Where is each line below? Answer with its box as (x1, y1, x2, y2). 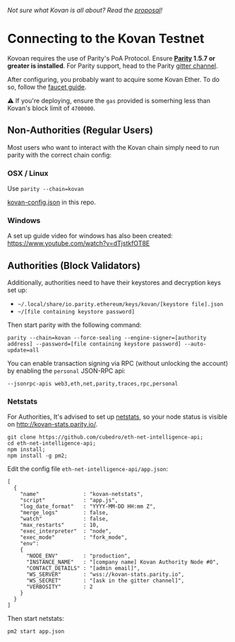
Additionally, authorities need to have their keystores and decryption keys (7, 278, 221, 287)
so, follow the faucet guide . (7, 83, 87, 91)
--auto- (183, 340, 207, 348)
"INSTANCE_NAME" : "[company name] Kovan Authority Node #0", (25, 559, 219, 566)
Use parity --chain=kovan (7, 184, 85, 193)
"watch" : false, (20, 516, 109, 523)
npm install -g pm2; (7, 452, 68, 460)
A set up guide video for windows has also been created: (7, 232, 173, 240)
